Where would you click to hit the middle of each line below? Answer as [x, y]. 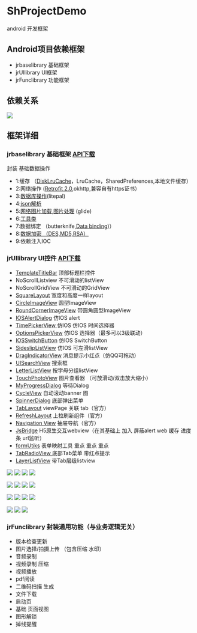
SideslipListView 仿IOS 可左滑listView [62, 347]
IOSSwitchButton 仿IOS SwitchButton [61, 340]
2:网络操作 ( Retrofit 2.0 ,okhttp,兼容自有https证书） [78, 189]
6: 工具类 [26, 219]
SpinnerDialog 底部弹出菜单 [49, 400]
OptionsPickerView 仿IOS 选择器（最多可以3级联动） [81, 332]
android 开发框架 [28, 28]
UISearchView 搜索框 [42, 362]
